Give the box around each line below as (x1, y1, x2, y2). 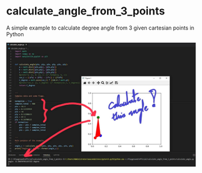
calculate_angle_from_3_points (6, 4, 165, 18)
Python (6, 30, 24, 37)
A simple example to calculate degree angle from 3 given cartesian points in (6, 24, 194, 31)
